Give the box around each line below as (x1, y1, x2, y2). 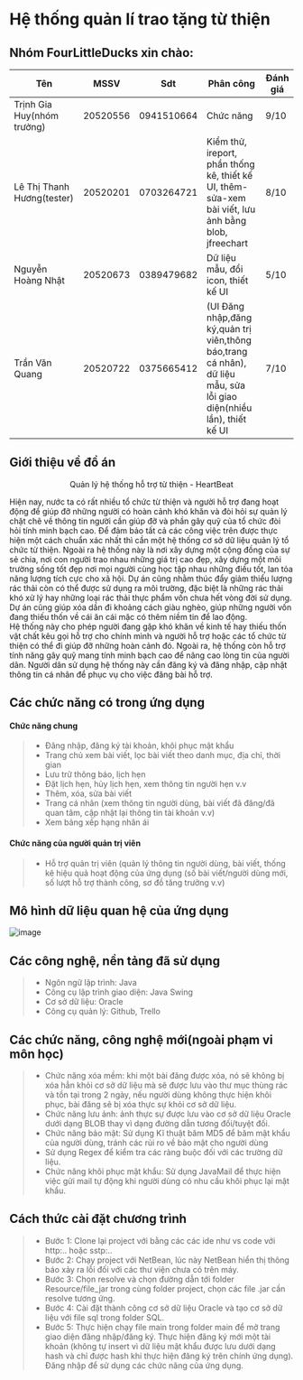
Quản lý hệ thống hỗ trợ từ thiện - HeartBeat (69, 478, 234, 489)
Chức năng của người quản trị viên (9, 838, 142, 848)
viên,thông (206, 334, 252, 347)
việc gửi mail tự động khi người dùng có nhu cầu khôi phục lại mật (44, 1176, 290, 1187)
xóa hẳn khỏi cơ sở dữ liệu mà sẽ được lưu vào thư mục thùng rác (44, 1079, 289, 1091)
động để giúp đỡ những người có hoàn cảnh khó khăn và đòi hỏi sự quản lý (9, 505, 288, 516)
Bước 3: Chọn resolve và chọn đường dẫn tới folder (44, 1273, 234, 1284)
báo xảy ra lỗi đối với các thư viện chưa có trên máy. (44, 1264, 239, 1274)
